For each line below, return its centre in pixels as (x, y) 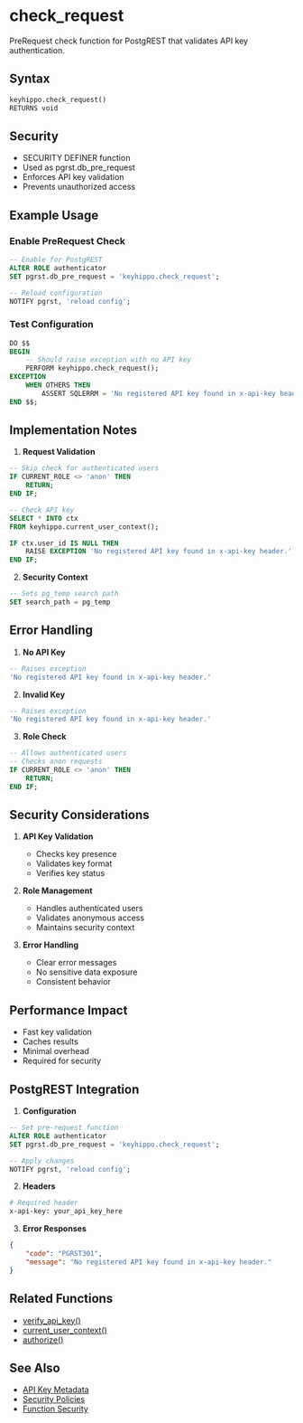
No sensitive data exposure (87, 972)
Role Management (57, 891)
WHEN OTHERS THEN (58, 385)
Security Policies (54, 1399)
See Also (35, 1367)
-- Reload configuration (56, 293)
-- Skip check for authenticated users (84, 468)
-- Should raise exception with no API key (109, 360)
